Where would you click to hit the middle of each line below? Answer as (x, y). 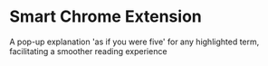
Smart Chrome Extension (105, 17)
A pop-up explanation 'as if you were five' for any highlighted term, (134, 42)
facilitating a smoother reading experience (88, 51)
